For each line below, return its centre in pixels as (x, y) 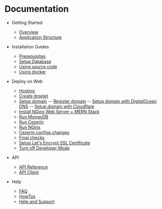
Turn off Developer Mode (44, 148)
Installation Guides (30, 46)
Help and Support (37, 201)
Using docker (32, 71)
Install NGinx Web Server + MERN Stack (59, 112)
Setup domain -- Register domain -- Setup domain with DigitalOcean (88, 101)
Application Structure (40, 37)
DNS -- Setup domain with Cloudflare (57, 106)
